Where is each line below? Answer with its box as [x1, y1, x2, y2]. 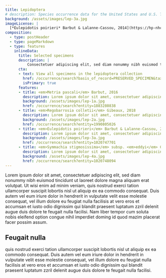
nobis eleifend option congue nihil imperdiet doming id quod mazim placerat [5, 214, 160, 220]
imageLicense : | [5, 21, 39, 26]
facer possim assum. [5, 219, 48, 225]
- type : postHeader [9, 35, 50, 40]
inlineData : [14, 48, 39, 53]
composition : [5, 30, 32, 35]
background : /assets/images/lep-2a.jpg [23, 117, 105, 122]
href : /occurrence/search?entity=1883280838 [23, 104, 116, 108]
